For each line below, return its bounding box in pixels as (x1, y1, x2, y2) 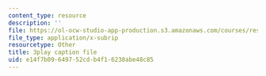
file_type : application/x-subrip (8, 33, 119, 42)
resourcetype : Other (8, 41, 77, 49)
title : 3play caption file (8, 48, 97, 56)
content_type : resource (8, 11, 87, 20)
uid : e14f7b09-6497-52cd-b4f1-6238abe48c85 (8, 56, 154, 64)
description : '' (8, 19, 62, 27)
